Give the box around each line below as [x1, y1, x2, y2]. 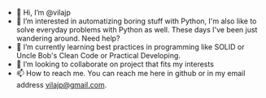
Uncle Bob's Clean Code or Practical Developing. [15, 51, 181, 60]
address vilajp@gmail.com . [15, 80, 107, 89]
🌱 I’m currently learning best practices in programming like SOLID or [15, 42, 245, 52]
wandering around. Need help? [15, 33, 120, 43]
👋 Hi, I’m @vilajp [15, 8, 71, 17]
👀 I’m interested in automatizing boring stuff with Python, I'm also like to [15, 16, 257, 26]
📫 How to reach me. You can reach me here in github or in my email [15, 69, 246, 78]
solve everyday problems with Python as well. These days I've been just [15, 25, 258, 34]
